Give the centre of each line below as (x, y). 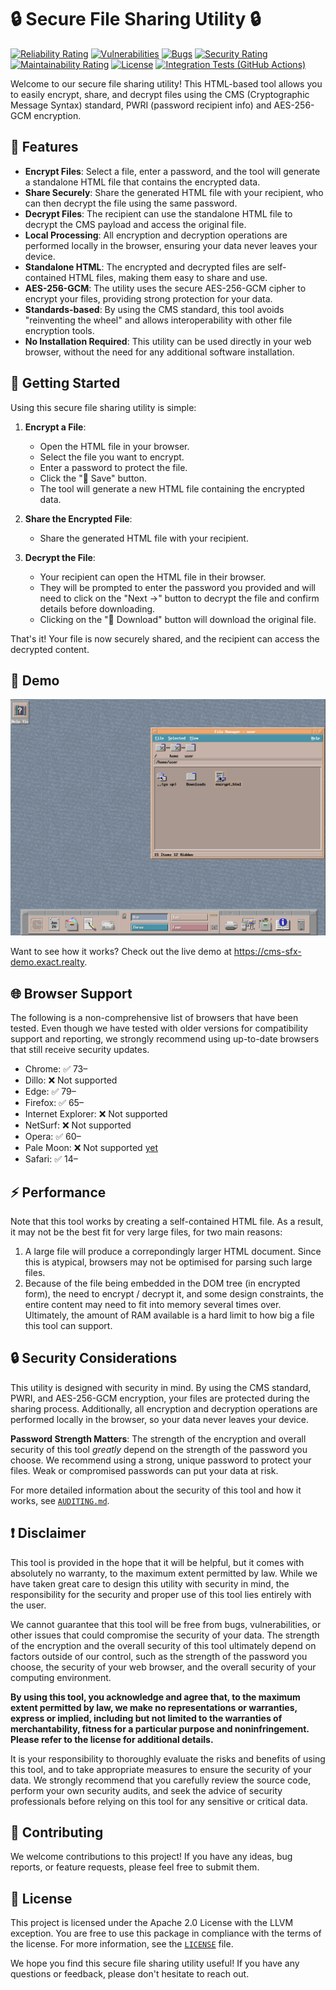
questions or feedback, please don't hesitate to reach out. (130, 1974)
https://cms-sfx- (267, 952)
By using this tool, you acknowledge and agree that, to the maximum (155, 1697)
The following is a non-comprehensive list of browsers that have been (154, 1018)
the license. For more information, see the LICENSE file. (122, 1944)
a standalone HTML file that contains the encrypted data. (142, 182)
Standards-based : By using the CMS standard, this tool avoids (154, 309)
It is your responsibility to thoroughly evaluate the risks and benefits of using (168, 1758)
